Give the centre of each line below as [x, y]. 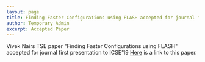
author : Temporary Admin [38, 23]
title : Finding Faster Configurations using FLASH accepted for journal [101, 18]
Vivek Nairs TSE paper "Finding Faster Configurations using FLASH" [92, 46]
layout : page [23, 12]
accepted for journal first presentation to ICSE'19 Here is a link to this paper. [102, 53]
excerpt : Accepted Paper [38, 29]
